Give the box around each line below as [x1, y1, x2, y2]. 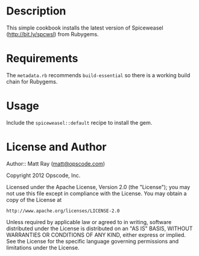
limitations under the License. [6, 244, 80, 251]
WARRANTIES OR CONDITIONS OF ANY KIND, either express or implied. [6, 231, 186, 239]
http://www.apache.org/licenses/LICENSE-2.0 [6, 208, 120, 214]
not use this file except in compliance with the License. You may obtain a [6, 190, 187, 197]
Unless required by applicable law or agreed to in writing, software [6, 218, 172, 225]
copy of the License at [6, 196, 62, 203]
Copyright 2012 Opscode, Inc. [6, 172, 81, 179]
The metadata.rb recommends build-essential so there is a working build [6, 71, 191, 79]
